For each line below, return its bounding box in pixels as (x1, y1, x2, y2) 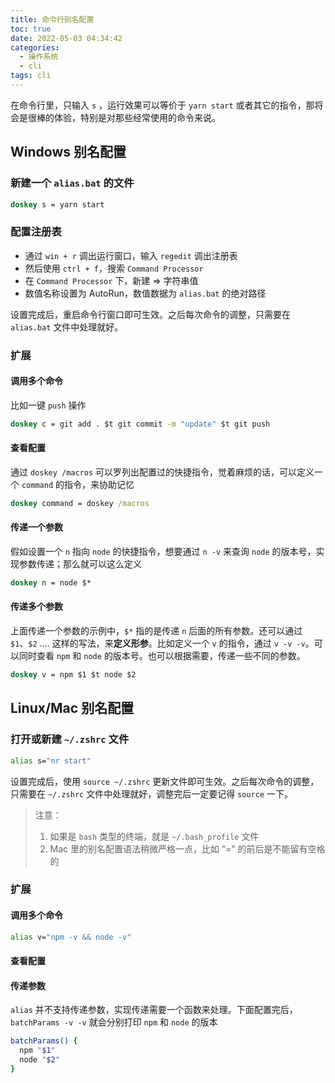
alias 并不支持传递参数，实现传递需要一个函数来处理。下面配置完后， (10, 1004, 298, 1016)
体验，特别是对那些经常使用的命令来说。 (53, 111, 221, 123)
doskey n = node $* (10, 578, 92, 588)
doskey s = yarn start (10, 199, 105, 210)
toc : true (10, 24, 52, 34)
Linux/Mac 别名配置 (10, 700, 135, 717)
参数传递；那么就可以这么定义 (18, 558, 142, 570)
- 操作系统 (19, 52, 59, 62)
